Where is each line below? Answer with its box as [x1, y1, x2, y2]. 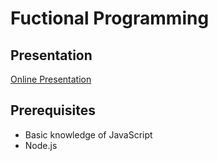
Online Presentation [10, 73, 92, 85]
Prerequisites [10, 102, 96, 119]
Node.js [24, 139, 58, 151]
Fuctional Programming [10, 7, 210, 30]
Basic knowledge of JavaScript [24, 128, 153, 141]
